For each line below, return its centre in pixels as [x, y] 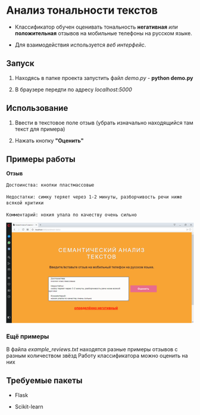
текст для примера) [40, 129]
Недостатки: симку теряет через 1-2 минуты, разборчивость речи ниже [94, 197]
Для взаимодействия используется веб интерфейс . [80, 45]
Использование [37, 108]
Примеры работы [41, 159]
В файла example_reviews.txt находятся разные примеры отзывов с [92, 349]
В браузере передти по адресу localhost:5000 [73, 89]
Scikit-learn [29, 407]
